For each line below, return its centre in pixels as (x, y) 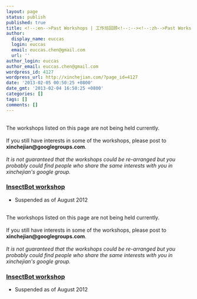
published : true (26, 22)
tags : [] (17, 99)
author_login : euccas (33, 61)
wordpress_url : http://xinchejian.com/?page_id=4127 (72, 77)
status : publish (26, 17)
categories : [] (25, 94)
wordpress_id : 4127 (30, 72)
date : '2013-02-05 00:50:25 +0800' (50, 83)
